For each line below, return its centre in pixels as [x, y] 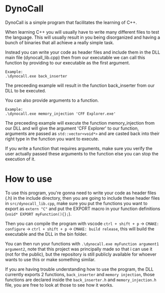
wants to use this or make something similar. [50, 259]
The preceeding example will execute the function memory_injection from [80, 123]
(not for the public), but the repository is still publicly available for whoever [81, 254]
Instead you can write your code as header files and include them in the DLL [83, 52]
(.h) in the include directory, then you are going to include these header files [82, 198]
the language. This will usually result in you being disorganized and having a [83, 37]
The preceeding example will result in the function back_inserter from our [80, 85]
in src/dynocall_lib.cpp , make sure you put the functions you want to [76, 203]
